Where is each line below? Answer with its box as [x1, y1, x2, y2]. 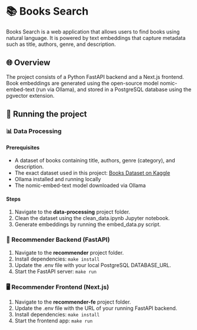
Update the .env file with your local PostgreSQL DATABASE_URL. [14, 261, 172, 268]
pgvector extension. [6, 92, 55, 99]
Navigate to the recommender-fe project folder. [14, 298, 131, 306]
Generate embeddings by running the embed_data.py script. [14, 221, 161, 228]
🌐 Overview [6, 58, 51, 68]
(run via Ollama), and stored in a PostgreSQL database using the [35, 86, 192, 93]
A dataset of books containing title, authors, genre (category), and [14, 157, 175, 164]
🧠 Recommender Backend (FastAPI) [6, 236, 110, 244]
